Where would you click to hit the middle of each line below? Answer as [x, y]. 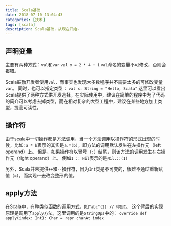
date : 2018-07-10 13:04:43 [34, 15]
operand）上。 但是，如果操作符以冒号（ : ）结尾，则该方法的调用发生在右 [83, 152]
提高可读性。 [28, 107]
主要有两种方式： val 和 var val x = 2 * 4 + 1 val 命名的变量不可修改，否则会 [86, 64]
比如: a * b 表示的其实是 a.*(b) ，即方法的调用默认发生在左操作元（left [88, 145]
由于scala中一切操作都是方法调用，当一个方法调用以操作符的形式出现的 [80, 139]
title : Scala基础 [23, 10]
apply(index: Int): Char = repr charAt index [55, 218]
